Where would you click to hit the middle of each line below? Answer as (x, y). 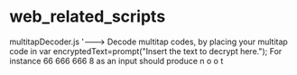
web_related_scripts (88, 17)
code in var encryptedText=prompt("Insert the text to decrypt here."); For (146, 51)
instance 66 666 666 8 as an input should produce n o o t (116, 61)
